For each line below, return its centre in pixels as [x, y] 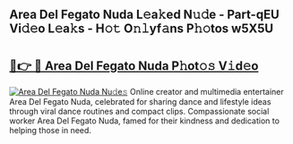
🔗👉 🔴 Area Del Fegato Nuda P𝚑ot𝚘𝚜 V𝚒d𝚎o [134, 66]
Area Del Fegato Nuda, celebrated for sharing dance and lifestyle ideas [140, 102]
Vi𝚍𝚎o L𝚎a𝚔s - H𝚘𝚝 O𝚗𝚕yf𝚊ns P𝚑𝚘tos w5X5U [142, 29]
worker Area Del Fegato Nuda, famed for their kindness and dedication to [145, 121]
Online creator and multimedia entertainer [207, 92]
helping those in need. [51, 130]
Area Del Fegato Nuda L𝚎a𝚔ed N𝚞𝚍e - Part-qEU [144, 15]
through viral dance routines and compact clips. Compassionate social [139, 111]
